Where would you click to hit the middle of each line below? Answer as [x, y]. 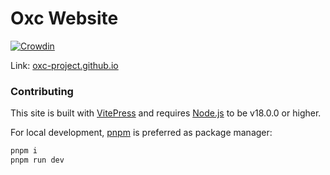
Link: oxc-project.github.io [64, 65]
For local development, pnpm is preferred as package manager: [141, 133]
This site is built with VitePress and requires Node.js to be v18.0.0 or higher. [166, 113]
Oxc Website [64, 18]
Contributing [42, 91]
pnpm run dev [37, 160]
